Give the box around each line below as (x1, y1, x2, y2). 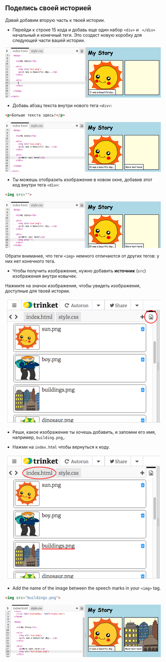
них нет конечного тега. (5, 258, 56, 265)
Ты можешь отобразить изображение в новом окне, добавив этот (12, 177, 153, 183)
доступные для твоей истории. (5, 288, 71, 294)
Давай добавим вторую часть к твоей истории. (5, 17, 105, 23)
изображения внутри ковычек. (12, 273, 78, 279)
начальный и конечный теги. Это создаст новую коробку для (12, 32, 142, 38)
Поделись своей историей (5, 4, 91, 12)
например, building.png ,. (12, 434, 66, 440)
